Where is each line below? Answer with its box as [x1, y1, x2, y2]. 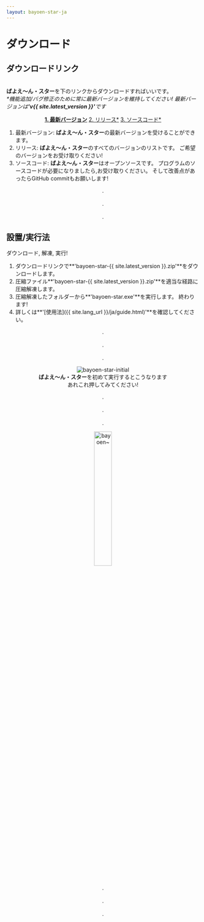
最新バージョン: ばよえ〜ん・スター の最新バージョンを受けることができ [15, 129, 196, 136]
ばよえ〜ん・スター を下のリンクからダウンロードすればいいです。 [6, 87, 173, 95]
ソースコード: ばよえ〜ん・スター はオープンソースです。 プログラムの [15, 159, 191, 167]
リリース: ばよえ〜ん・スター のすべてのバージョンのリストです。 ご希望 [15, 144, 196, 151]
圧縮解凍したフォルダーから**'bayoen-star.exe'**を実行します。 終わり [15, 293, 195, 301]
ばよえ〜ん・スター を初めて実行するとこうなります [39, 373, 167, 381]
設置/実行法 [6, 232, 50, 242]
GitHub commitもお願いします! [31, 174, 109, 182]
